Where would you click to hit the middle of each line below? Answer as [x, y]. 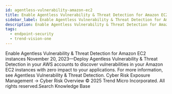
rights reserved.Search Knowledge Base [48, 86]
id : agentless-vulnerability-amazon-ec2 [49, 10]
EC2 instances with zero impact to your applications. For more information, [84, 69]
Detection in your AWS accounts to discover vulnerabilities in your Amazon [84, 64]
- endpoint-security [32, 34]
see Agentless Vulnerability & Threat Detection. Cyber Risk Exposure [78, 75]
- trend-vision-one [31, 39]
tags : [11, 29]
